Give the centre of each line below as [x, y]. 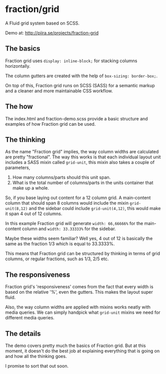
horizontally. [18, 66]
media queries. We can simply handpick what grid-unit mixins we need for [83, 312]
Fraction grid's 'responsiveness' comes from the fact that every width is [79, 287]
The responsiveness [38, 274]
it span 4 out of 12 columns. [34, 214]
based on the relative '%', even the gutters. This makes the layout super [79, 292]
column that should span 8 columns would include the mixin [67, 203]
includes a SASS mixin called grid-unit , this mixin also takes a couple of [80, 162]
